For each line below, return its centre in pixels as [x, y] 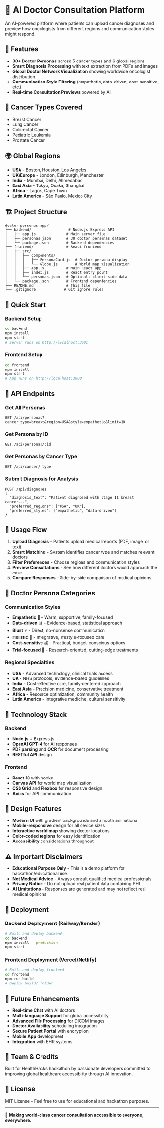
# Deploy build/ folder [29, 984]
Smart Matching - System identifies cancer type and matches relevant [83, 552]
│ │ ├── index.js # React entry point [57, 273]
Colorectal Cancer [31, 129]
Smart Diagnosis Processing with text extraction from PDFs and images [85, 66]
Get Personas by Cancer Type [41, 457]
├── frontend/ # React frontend [53, 247]
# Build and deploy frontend [35, 970]
